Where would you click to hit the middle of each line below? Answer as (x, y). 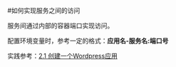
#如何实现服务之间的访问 (44, 10)
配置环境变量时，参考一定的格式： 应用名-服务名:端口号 (88, 41)
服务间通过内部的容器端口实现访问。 (61, 26)
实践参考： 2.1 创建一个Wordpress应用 (62, 56)
